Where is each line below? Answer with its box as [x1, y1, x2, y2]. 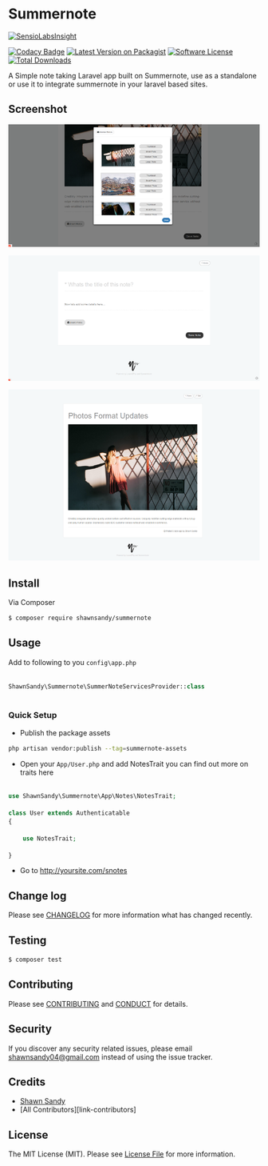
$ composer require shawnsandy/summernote [8, 614, 152, 623]
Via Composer [8, 598, 56, 607]
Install [8, 576, 40, 590]
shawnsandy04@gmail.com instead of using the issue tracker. [8, 1052, 213, 1061]
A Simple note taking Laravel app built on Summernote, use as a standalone [8, 70, 257, 80]
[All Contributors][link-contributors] [19, 1105, 137, 1115]
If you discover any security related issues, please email [8, 1044, 193, 1053]
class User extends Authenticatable [8, 809, 130, 817]
